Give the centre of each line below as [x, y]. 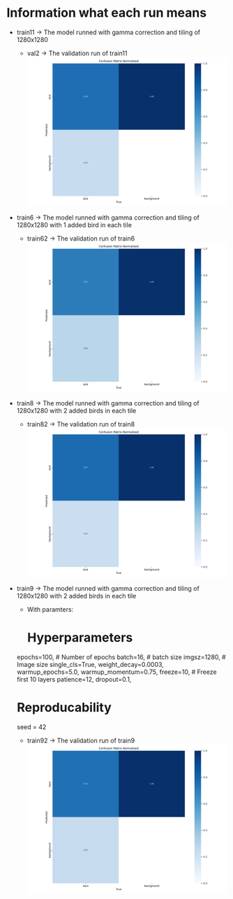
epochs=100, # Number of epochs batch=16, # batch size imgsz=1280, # [121, 657]
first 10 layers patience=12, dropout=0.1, [74, 679]
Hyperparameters [80, 638]
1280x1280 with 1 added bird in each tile [74, 225]
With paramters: [50, 609]
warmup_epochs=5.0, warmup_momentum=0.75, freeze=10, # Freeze [116, 672]
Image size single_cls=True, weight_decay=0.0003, [90, 664]
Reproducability [64, 707]
